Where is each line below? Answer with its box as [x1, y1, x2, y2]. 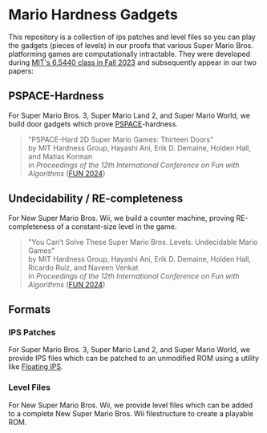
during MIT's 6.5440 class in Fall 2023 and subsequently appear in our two [8, 58, 257, 67]
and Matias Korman [27, 151, 93, 161]
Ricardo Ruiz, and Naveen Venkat [27, 263, 139, 272]
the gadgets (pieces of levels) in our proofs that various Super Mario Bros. [8, 40, 254, 50]
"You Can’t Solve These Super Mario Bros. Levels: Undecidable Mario [27, 237, 258, 247]
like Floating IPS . [8, 362, 63, 371]
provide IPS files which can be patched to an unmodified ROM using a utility [8, 354, 259, 363]
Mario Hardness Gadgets [8, 6, 178, 24]
